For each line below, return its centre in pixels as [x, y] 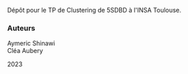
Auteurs [21, 28]
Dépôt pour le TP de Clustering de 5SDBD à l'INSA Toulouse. [94, 10]
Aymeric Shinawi [31, 43]
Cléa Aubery [25, 51]
